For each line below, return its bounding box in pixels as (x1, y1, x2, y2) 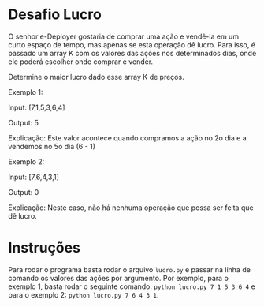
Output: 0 (8, 187, 39, 197)
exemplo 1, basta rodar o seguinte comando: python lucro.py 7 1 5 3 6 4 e (8, 282, 256, 291)
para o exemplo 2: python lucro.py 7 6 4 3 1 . (8, 290, 159, 299)
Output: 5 (8, 118, 39, 127)
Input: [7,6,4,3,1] (8, 172, 59, 182)
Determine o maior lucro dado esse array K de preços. (8, 72, 184, 81)
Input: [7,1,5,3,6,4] (8, 103, 65, 112)
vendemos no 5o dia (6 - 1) (8, 141, 96, 151)
